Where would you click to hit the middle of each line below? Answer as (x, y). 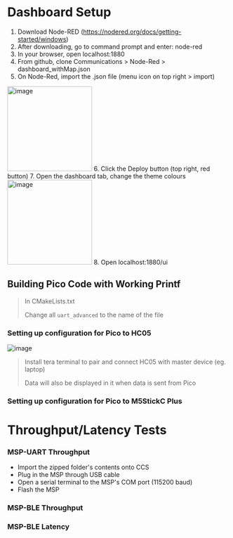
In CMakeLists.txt (49, 301)
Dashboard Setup (59, 12)
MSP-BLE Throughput (45, 508)
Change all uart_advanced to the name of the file (94, 315)
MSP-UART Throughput (48, 452)
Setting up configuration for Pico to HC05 (79, 333)
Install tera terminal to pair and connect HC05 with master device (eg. (125, 362)
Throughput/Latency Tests (87, 430)
